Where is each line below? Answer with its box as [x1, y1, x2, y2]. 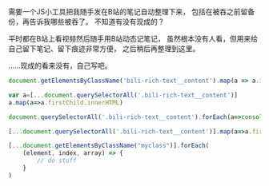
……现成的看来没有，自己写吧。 [8, 61, 112, 70]
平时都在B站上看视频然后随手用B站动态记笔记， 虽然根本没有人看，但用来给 [8, 34, 259, 43]
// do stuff [37, 156, 78, 165]
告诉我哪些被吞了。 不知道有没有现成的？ [29, 17, 165, 26]
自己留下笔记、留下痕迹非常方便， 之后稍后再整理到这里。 [8, 44, 200, 53]
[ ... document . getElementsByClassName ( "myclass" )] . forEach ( [8, 142, 210, 150]
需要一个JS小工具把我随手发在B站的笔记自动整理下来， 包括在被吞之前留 [8, 7, 248, 16]
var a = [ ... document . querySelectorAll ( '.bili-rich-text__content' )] [8, 91, 239, 99]
